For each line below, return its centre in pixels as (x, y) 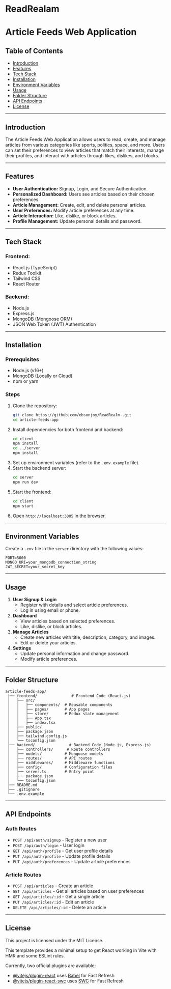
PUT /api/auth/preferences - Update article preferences (72, 861)
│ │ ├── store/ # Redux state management (63, 714)
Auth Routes (21, 829)
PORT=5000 (16, 558)
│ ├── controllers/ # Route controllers (59, 749)
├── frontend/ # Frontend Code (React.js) (69, 696)
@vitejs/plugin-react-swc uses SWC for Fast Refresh (68, 981)
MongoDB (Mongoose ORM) (42, 319)
